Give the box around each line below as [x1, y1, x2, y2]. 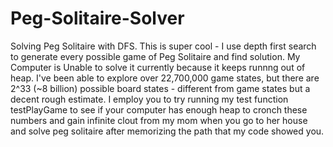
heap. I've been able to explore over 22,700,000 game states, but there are [10, 72, 320, 84]
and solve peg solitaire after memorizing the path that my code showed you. [10, 125, 325, 137]
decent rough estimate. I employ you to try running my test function [10, 93, 289, 105]
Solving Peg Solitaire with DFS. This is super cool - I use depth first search [10, 40, 317, 52]
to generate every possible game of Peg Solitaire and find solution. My [10, 50, 301, 62]
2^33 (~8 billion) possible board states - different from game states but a [10, 82, 311, 94]
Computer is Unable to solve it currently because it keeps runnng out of [10, 61, 306, 73]
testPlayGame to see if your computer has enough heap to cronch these [10, 103, 308, 116]
